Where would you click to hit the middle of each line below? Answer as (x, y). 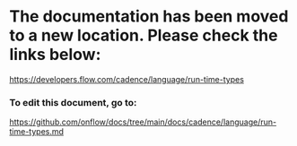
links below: (55, 55)
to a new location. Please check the (144, 35)
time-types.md (37, 132)
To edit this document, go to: (73, 102)
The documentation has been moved (149, 17)
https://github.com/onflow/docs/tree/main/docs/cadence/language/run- (143, 122)
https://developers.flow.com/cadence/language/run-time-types (127, 79)
